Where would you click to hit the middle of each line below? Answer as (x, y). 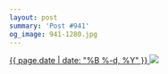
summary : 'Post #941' (50, 26)
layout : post (34, 17)
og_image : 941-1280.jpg (54, 34)
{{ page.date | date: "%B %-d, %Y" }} (79, 61)
